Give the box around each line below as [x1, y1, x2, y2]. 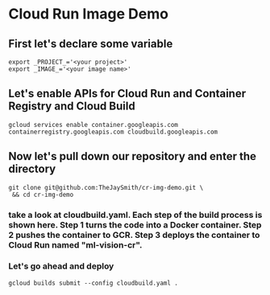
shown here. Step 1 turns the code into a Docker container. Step [8, 219, 262, 230]
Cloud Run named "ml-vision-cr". [8, 239, 143, 250]
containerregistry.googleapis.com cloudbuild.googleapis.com [8, 128, 218, 136]
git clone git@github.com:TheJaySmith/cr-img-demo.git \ [8, 183, 204, 191]
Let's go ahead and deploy [8, 260, 114, 272]
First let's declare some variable [8, 37, 173, 51]
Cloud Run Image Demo [8, 5, 169, 23]
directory [8, 162, 56, 176]
